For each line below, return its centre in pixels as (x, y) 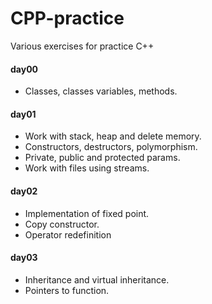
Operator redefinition (68, 234)
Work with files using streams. (87, 168)
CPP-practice (67, 18)
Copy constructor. (62, 224)
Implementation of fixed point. (87, 213)
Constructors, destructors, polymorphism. (111, 147)
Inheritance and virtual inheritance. (97, 279)
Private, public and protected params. (102, 158)
